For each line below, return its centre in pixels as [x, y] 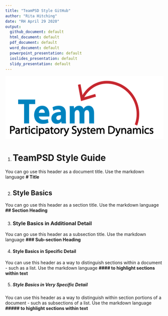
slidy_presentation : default [40, 64]
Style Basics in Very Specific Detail [50, 285]
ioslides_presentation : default [44, 58]
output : [13, 27]
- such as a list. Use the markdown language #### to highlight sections [80, 268]
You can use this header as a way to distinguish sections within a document [84, 263]
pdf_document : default [33, 43]
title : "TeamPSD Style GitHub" [38, 11]
